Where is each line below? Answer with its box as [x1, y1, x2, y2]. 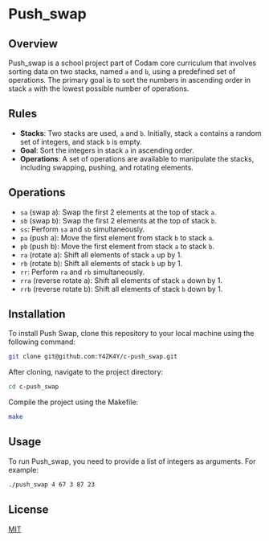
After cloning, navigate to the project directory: [8, 367, 163, 377]
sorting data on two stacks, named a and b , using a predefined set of [8, 67, 236, 76]
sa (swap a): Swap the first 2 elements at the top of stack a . [19, 207, 217, 217]
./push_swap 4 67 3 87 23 [8, 480, 95, 489]
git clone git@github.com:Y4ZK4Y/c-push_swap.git [8, 353, 178, 361]
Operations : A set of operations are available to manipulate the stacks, [19, 154, 255, 163]
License [8, 503, 49, 517]
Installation [8, 307, 66, 322]
